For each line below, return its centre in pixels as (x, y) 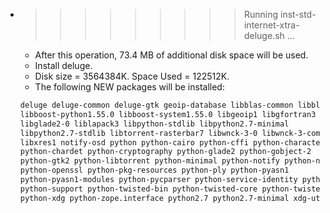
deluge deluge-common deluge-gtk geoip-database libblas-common (156, 105)
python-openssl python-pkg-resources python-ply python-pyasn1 (154, 170)
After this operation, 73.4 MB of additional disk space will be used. (171, 55)
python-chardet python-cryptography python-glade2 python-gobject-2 (165, 152)
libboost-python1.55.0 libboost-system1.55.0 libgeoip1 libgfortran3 (168, 114)
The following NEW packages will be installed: (129, 87)
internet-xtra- (271, 25)
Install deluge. (63, 65)
